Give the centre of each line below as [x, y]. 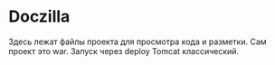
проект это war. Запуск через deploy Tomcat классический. [124, 51]
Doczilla [39, 17]
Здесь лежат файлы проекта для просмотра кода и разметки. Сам [138, 42]
